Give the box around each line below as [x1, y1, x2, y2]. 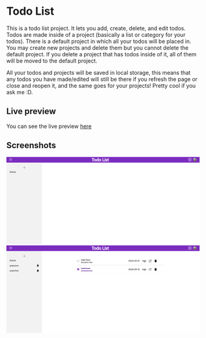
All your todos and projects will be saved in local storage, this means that [6, 69, 191, 76]
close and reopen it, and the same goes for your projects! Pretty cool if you [6, 81, 196, 89]
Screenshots [6, 140, 56, 151]
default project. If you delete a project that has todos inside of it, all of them [6, 50, 197, 58]
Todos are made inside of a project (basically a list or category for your [6, 31, 186, 38]
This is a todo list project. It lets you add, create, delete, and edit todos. [6, 24, 186, 32]
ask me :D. [6, 88, 33, 96]
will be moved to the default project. [6, 57, 97, 64]
